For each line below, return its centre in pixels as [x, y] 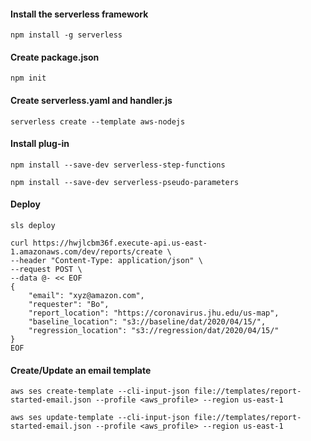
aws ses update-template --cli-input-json [100, 418]
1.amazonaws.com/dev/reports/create [86, 252]
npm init [28, 78]
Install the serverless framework [79, 14]
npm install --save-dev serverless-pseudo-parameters [125, 182]
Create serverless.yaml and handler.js [91, 100]
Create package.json [55, 57]
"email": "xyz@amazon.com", [86, 296]
